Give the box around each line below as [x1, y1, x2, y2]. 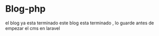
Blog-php [5, 3, 46, 15]
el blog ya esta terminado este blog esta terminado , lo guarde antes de [5, 20, 154, 26]
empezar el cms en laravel [5, 25, 60, 31]
